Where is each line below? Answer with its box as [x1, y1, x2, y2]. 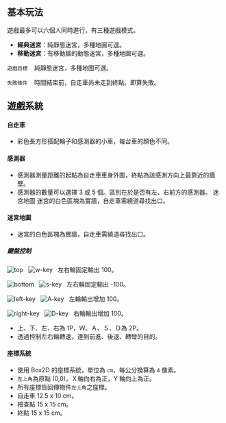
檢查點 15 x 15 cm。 [16, 400, 73, 408]
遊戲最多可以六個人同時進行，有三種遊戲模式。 [7, 26, 139, 34]
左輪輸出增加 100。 [68, 294, 123, 303]
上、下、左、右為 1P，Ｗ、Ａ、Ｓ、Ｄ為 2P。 [16, 324, 142, 332]
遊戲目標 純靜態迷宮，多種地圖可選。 [7, 64, 113, 72]
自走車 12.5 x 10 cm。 [16, 391, 78, 400]
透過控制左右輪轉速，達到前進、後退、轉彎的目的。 [16, 332, 162, 341]
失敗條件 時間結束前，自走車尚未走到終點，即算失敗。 [7, 78, 161, 86]
